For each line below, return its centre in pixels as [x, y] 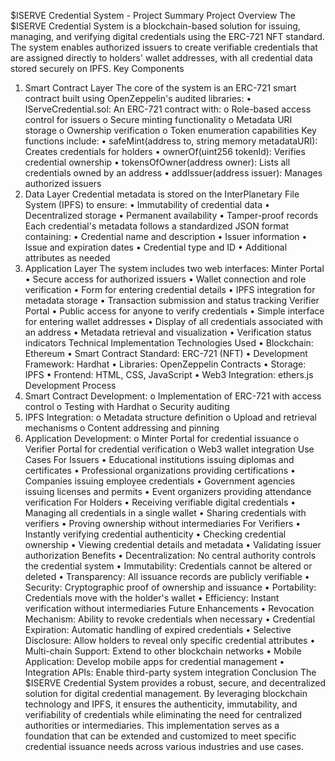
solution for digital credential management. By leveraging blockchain [166, 693]
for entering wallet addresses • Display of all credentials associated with [174, 321]
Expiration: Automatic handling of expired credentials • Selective [158, 629]
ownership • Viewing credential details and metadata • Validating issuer [173, 544]
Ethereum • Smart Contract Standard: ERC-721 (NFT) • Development [166, 353]
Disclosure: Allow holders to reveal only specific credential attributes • [170, 640]
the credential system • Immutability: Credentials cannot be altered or [168, 566]
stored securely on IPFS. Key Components [97, 68]
